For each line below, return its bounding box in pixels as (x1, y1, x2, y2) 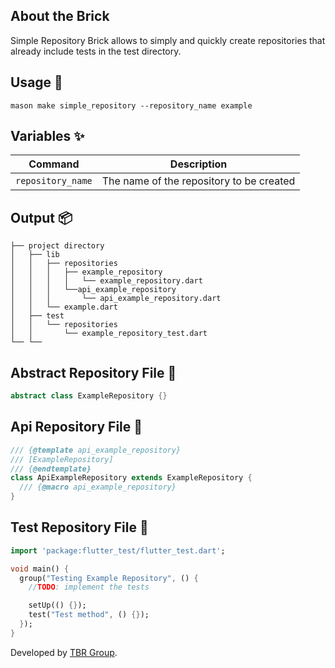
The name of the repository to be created (101, 174, 296, 188)
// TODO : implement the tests (28, 582, 150, 593)
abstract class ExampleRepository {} (10, 391, 168, 401)
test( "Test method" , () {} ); (28, 610, 150, 620)
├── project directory (10, 241, 105, 251)
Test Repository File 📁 (10, 519, 149, 536)
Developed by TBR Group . (10, 646, 118, 658)
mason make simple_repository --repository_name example (10, 100, 253, 111)
